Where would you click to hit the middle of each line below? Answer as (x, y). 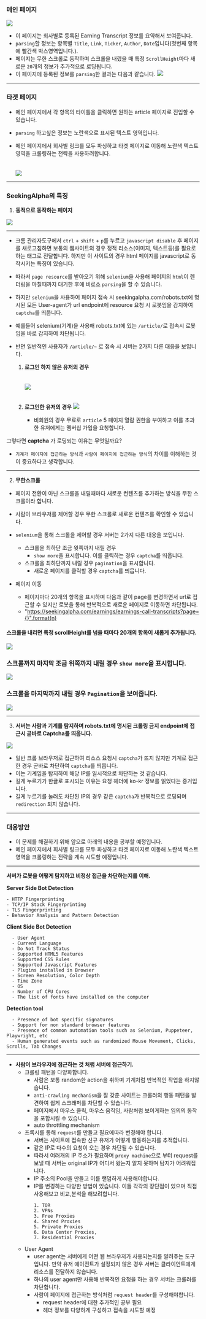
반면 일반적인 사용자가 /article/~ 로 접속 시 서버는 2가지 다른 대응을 (97, 346)
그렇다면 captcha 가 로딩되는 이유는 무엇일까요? (64, 441)
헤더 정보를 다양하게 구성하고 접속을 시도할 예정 (99, 1310)
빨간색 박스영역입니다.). (50, 51)
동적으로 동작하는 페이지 (44, 210)
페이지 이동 (29, 584)
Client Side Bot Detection (39, 926)
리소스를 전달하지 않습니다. (66, 1271)
